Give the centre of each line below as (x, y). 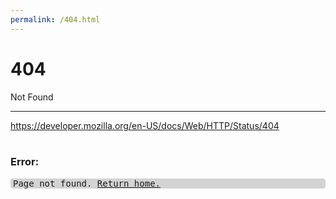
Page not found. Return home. (87, 183)
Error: (25, 162)
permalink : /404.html (55, 19)
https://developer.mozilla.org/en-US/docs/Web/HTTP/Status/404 (145, 125)
